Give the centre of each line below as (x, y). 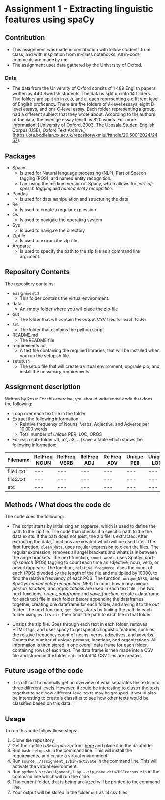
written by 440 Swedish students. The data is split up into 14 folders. (82, 94)
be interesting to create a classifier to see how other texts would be (80, 698)
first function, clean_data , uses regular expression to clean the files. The (85, 547)
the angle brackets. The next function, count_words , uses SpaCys (78, 557)
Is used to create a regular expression (58, 210)
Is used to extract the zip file (48, 241)
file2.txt (16, 479)
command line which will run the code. (51, 777)
